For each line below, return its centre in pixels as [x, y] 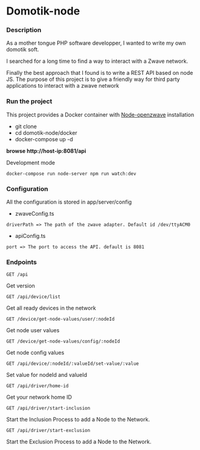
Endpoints [22, 262]
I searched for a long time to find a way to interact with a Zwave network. [97, 61]
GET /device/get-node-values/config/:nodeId [63, 342]
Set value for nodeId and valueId [47, 375]
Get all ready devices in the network [51, 308]
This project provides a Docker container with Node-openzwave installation [100, 114]
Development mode [31, 162]
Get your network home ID [39, 397]
